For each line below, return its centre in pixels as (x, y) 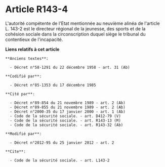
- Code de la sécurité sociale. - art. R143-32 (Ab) (67, 125)
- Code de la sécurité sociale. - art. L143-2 (60, 160)
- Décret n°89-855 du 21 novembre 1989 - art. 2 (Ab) (68, 107)
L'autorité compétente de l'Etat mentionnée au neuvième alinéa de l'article (83, 23)
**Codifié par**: (24, 76)
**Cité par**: (20, 94)
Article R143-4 (37, 9)
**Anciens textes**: (27, 58)
